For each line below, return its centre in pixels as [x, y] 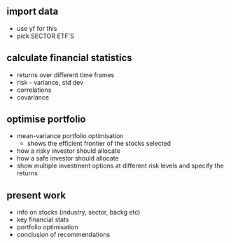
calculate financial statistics [69, 58]
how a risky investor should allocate [68, 151]
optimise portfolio [46, 120]
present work [36, 195]
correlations [34, 90]
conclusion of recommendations [63, 235]
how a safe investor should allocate [68, 158]
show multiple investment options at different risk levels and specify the [120, 166]
